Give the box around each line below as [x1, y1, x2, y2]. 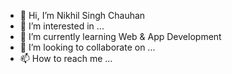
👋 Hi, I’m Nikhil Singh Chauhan [19, 10, 146, 21]
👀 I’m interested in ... [19, 20, 105, 32]
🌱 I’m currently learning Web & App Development [19, 31, 222, 42]
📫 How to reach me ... [19, 53, 113, 64]
